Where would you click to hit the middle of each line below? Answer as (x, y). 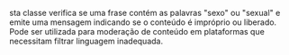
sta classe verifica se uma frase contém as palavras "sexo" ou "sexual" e (145, 13)
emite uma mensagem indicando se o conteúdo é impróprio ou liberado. (143, 22)
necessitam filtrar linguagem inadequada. (86, 41)
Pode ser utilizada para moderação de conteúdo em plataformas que (137, 31)
